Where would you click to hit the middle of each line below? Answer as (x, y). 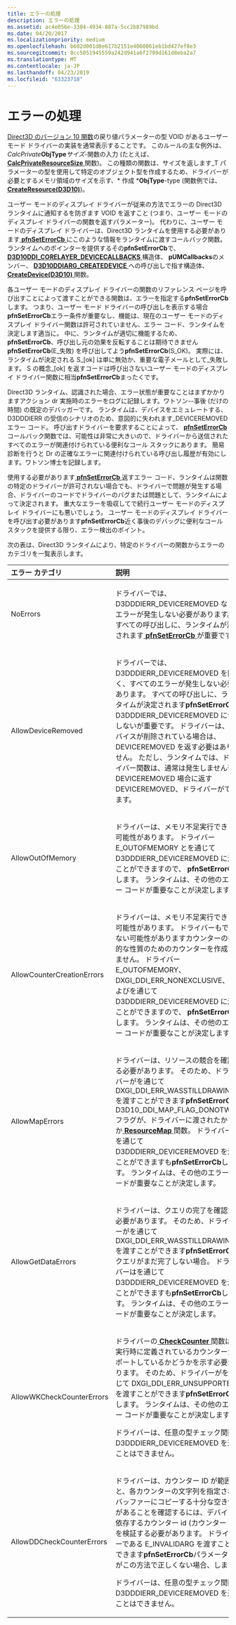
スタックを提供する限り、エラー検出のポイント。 (78, 530)
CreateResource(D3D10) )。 (48, 190)
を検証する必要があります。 (161, 1534)
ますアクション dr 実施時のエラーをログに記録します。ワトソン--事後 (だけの (118, 401)
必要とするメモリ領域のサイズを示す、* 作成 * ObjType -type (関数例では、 (114, 180)
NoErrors (26, 614)
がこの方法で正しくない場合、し (168, 1565)
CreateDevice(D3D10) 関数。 (50, 275)
